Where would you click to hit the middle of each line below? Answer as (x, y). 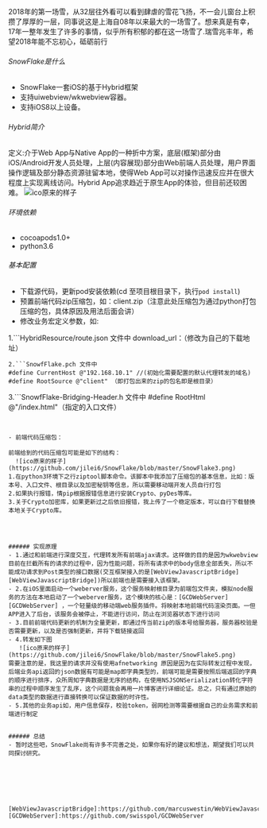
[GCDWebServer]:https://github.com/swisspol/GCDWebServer (106, 816)
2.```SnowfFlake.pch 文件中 (53, 364)
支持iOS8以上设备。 (52, 107)
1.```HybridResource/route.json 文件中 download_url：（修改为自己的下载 (126, 338)
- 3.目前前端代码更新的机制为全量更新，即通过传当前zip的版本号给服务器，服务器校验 (130, 622)
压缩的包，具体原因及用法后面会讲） (79, 311)
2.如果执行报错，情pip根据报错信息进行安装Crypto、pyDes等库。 (102, 493)
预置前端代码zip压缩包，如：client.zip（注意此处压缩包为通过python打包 (138, 301)
